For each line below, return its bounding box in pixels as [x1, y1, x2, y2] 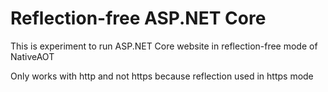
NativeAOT [10, 50, 55, 62]
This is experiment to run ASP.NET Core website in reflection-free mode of [10, 40, 318, 52]
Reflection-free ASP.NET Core [10, 7, 267, 30]
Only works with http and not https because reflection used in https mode [10, 70, 314, 82]
